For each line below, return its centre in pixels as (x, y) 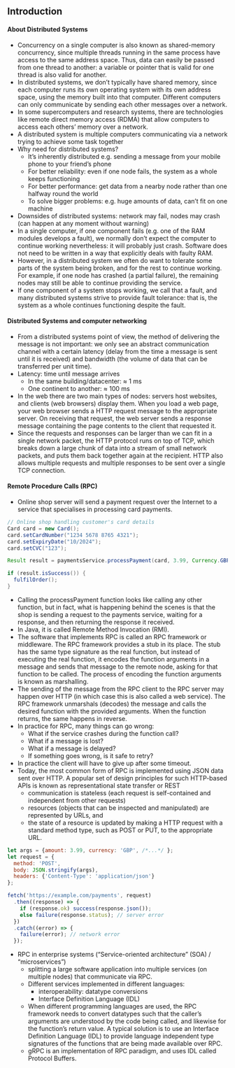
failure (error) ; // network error (70, 934)
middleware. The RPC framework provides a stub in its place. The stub (119, 644)
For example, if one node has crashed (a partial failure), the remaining (118, 275)
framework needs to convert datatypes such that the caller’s (115, 1014)
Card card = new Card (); (43, 528)
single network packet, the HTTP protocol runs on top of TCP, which (116, 441)
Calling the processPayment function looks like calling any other (110, 599)
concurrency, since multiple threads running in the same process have (119, 52)
